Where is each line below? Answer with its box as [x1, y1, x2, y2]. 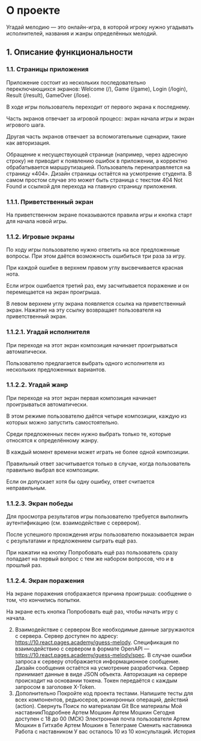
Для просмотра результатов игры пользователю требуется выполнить [6, 513, 188, 520]
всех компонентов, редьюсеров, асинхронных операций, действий [14, 696, 188, 703]
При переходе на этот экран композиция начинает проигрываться [6, 341, 178, 348]
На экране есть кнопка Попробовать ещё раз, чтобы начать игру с [6, 608, 178, 615]
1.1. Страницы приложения [6, 65, 89, 74]
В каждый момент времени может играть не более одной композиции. [6, 448, 190, 456]
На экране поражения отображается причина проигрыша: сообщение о [6, 590, 192, 597]
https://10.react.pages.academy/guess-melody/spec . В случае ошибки [14, 652, 192, 659]
